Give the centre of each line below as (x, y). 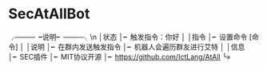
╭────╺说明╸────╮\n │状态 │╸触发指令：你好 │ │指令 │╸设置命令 (128, 37)
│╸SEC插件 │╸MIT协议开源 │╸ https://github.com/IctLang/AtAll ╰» (120, 56)
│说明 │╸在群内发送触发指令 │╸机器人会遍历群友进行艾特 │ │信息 (135, 47)
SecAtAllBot (49, 14)
